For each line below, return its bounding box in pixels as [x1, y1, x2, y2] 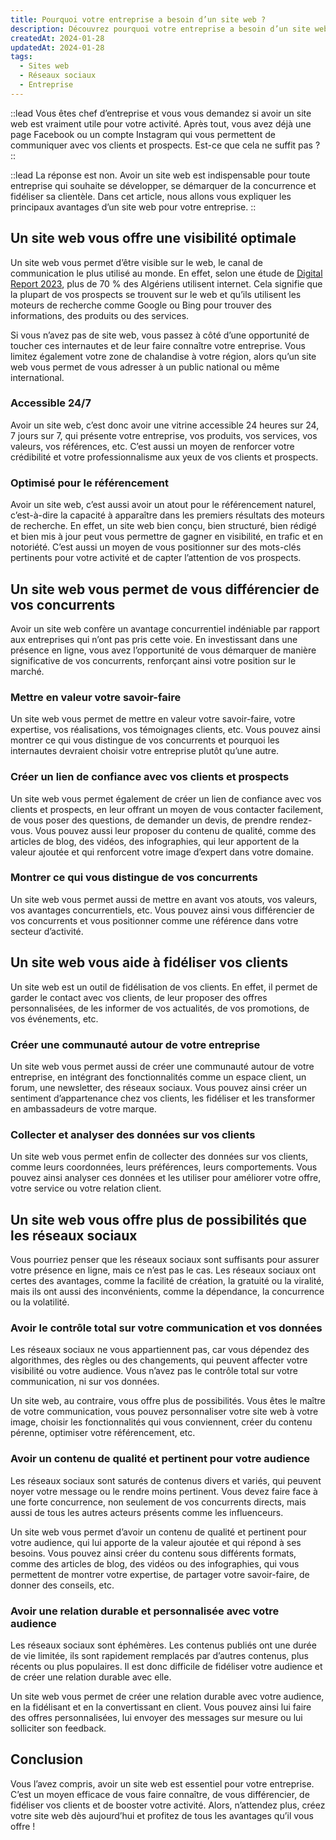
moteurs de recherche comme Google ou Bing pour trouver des [10, 299, 272, 311]
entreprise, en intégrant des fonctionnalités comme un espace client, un [10, 1071, 307, 1083]
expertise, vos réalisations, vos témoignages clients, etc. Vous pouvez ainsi [10, 724, 321, 736]
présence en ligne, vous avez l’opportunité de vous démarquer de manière [10, 644, 317, 656]
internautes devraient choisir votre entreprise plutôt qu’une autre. [10, 745, 280, 757]
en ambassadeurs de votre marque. [10, 1102, 157, 1115]
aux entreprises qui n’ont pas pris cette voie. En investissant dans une [10, 633, 298, 645]
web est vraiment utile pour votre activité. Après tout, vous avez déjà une [10, 117, 312, 130]
